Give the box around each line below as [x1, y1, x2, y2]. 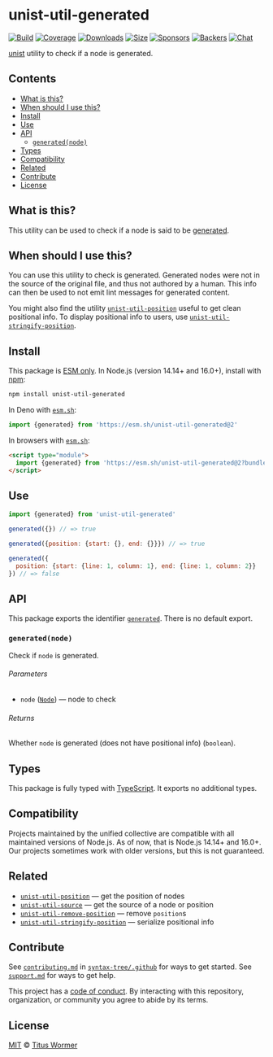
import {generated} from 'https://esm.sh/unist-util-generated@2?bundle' [15, 458, 271, 467]
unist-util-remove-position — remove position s [19, 908, 187, 918]
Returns [8, 713, 35, 723]
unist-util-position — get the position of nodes [19, 891, 185, 901]
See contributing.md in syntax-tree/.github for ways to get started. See [8, 962, 252, 972]
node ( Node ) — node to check [19, 694, 116, 704]
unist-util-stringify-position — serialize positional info [19, 917, 214, 927]
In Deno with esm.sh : [8, 405, 77, 415]
